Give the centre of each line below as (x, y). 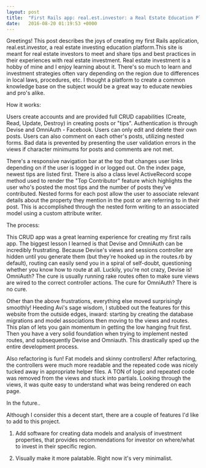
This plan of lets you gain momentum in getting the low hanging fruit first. (99, 327)
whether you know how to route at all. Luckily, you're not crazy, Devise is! (99, 270)
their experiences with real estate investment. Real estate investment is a (98, 60)
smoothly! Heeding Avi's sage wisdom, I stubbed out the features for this (98, 308)
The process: (23, 225)
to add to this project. (33, 421)
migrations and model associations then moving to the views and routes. (98, 321)
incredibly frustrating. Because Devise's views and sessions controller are (100, 250)
